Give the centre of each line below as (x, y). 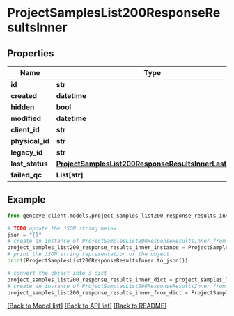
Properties (31, 53)
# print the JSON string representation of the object (88, 254)
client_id (25, 130)
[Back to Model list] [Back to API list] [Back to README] (87, 306)
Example (26, 200)
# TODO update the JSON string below (62, 228)
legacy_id (27, 152)
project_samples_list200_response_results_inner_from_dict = (98, 293)
